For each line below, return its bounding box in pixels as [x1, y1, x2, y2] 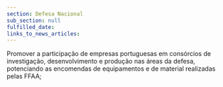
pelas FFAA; [6, 72, 42, 81]
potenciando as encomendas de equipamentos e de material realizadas [6, 64, 216, 73]
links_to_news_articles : [6, 30, 80, 37]
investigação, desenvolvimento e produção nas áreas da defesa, [6, 57, 196, 66]
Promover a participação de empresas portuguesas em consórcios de [6, 50, 211, 58]
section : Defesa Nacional [6, 10, 83, 18]
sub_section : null [6, 17, 61, 24]
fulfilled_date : [6, 23, 55, 30]
